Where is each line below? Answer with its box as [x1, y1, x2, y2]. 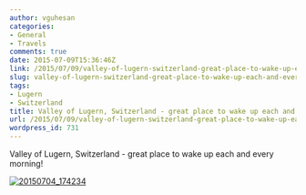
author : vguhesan [9, 13, 76, 23]
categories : [9, 22, 55, 31]
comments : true [9, 47, 67, 56]
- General [9, 30, 47, 39]
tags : [9, 81, 30, 90]
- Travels [9, 38, 47, 48]
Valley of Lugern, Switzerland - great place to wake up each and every [9, 149, 275, 159]
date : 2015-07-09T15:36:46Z [9, 56, 117, 65]
